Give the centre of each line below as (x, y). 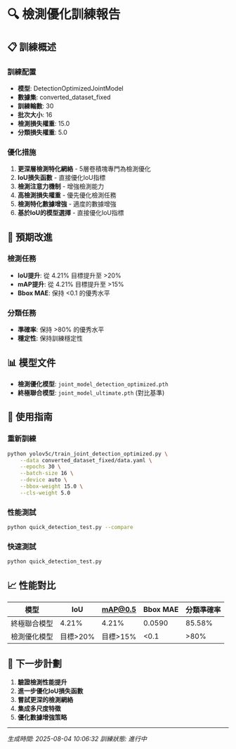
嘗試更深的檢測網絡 (45, 699)
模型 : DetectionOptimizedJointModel (71, 88)
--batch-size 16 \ (47, 474)
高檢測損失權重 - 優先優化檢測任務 (67, 195)
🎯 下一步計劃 (34, 664)
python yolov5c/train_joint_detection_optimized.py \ (88, 454)
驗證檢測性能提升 (42, 682)
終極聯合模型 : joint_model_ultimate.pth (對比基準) (91, 392)
